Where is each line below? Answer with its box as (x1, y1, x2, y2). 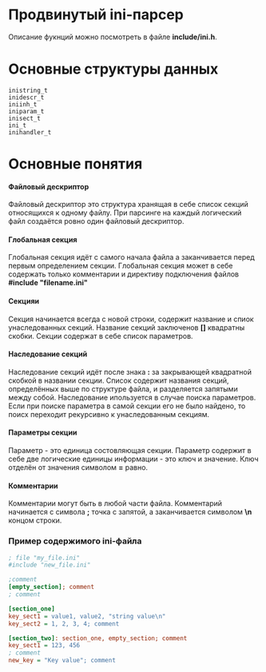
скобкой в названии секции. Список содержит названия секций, (8, 376, 229, 385)
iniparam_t (8, 107, 45, 115)
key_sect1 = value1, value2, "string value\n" (8, 612, 166, 620)
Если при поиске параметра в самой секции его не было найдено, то (8, 401, 246, 411)
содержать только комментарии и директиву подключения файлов (8, 269, 240, 279)
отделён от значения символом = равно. (8, 463, 149, 472)
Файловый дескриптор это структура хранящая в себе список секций (8, 200, 249, 209)
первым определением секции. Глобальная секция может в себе (8, 261, 233, 271)
